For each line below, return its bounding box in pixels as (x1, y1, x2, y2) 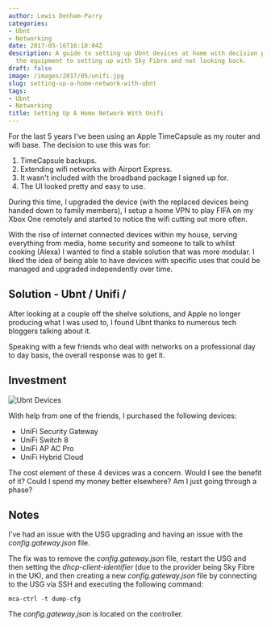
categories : (8, 19, 48, 27)
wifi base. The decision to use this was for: (8, 140, 151, 149)
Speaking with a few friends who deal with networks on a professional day (8, 341, 256, 351)
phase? (8, 485, 33, 495)
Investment (8, 374, 67, 387)
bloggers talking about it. (8, 326, 91, 336)
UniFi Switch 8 (19, 435, 69, 445)
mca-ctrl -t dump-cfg (8, 595, 81, 604)
